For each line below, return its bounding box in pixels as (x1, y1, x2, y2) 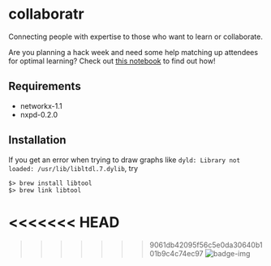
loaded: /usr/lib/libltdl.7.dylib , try (8, 163, 139, 173)
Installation (8, 133, 67, 147)
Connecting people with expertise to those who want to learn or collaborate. (8, 32, 264, 41)
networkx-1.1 (19, 101, 62, 110)
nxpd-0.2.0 (19, 109, 58, 119)
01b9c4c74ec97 (149, 248, 204, 258)
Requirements (8, 79, 81, 93)
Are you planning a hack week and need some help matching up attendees (8, 47, 258, 57)
